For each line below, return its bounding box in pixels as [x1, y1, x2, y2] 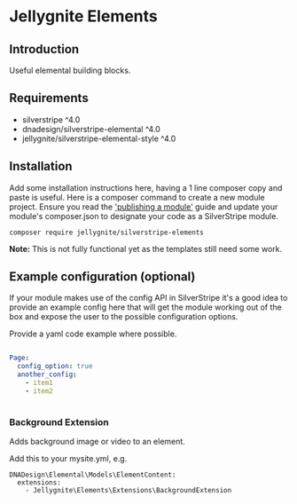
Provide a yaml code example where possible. [9, 328, 177, 339]
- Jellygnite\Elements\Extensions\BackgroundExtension [25, 485, 232, 494]
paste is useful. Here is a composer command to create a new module [9, 192, 265, 202]
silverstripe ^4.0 [21, 114, 81, 125]
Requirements [9, 91, 89, 106]
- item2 [25, 386, 53, 396]
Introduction [9, 42, 80, 57]
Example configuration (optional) [9, 269, 196, 285]
